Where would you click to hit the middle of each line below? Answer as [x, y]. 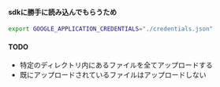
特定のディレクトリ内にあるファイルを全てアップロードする [116, 65]
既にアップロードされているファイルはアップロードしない [113, 75]
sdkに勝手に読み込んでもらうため [63, 12]
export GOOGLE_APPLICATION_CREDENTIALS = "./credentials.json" [111, 29]
